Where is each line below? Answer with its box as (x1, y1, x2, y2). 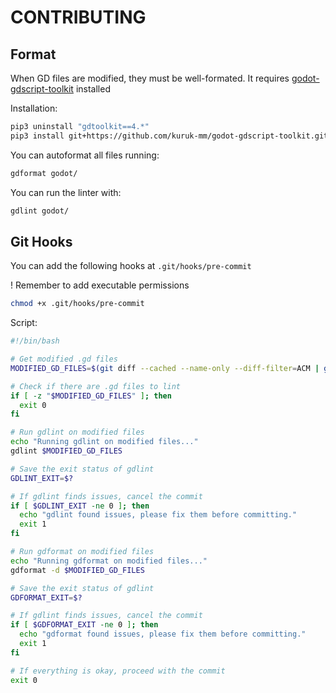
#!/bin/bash (10, 336, 60, 346)
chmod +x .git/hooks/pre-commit (10, 299, 145, 309)
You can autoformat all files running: (10, 149, 160, 161)
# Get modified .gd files (10, 354, 118, 365)
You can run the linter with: (10, 186, 122, 198)
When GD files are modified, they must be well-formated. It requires (10, 72, 290, 84)
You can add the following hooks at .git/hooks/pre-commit (10, 260, 252, 272)
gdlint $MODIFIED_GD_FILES (10, 446, 123, 456)
